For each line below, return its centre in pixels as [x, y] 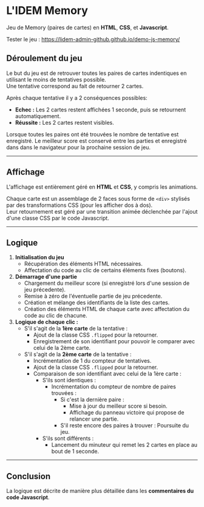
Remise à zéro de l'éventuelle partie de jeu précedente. [93, 296]
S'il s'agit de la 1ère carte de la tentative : [76, 329]
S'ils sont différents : [68, 438]
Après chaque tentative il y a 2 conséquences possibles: [77, 97]
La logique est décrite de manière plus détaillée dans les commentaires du [100, 491]
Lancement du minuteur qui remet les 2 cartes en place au [124, 445]
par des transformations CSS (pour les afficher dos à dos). [80, 205]
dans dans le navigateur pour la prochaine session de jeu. [78, 147]
